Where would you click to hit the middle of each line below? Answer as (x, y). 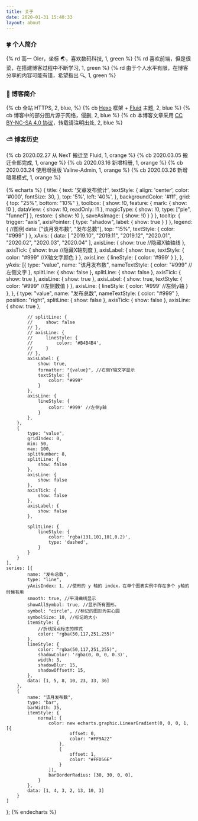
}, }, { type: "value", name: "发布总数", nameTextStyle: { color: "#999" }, (93, 293)
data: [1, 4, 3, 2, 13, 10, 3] (66, 791)
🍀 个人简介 (22, 44)
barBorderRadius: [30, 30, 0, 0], (91, 775)
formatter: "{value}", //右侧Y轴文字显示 (86, 370)
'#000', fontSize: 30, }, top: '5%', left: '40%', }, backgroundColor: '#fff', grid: (98, 197)
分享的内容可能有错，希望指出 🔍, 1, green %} (61, 75)
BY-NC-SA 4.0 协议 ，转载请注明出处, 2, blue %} (64, 123)
